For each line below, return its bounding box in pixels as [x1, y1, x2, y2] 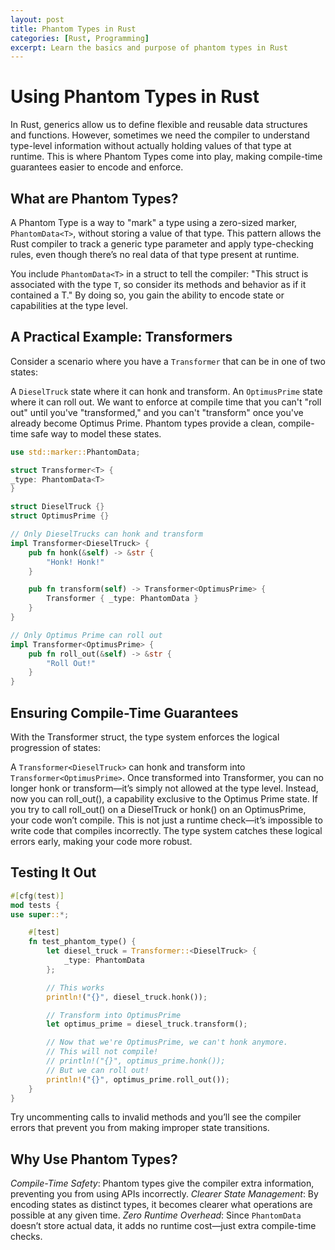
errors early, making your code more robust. [10, 836, 193, 847]
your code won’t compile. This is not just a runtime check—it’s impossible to [10, 814, 323, 826]
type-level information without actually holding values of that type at [10, 140, 292, 152]
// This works [46, 982, 105, 993]
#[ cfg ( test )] [10, 891, 65, 901]
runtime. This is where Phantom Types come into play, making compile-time [10, 151, 323, 163]
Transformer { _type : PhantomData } [46, 594, 199, 604]
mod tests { [10, 900, 60, 910]
